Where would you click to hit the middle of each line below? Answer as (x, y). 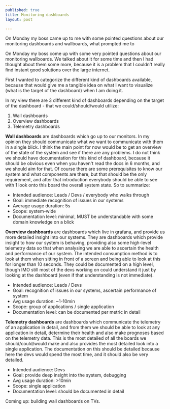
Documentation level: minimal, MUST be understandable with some (83, 216)
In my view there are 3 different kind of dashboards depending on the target (84, 100)
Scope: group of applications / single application (63, 307)
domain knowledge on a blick (43, 222)
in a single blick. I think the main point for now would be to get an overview (83, 147)
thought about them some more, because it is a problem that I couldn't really (85, 65)
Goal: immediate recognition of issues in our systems (68, 200)
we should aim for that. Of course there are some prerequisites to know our (84, 169)
